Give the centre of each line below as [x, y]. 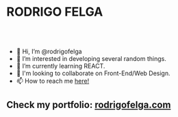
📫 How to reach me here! [53, 81]
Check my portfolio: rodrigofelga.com [89, 105]
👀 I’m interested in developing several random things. [91, 58]
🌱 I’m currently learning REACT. [61, 66]
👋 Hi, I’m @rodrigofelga [49, 51]
